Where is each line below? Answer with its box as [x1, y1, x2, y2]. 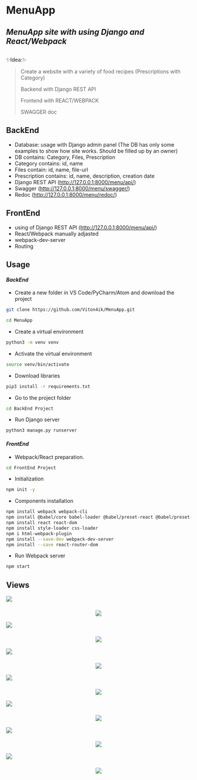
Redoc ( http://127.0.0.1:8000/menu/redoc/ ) [14, 191, 117, 198]
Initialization [14, 475, 44, 483]
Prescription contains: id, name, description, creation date [14, 172, 155, 180]
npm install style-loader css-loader [6, 525, 98, 531]
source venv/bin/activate [6, 361, 69, 367]
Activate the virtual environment [14, 350, 92, 357]
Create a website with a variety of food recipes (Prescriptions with [20, 68, 181, 75]
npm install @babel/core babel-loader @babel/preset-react [6, 515, 154, 520]
